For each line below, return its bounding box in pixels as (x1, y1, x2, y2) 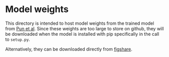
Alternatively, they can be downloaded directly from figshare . (5, 46, 133, 52)
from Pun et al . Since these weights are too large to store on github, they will (5, 25, 164, 31)
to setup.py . (5, 36, 30, 42)
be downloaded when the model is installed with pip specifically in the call (5, 31, 159, 37)
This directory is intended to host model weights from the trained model (5, 20, 154, 26)
